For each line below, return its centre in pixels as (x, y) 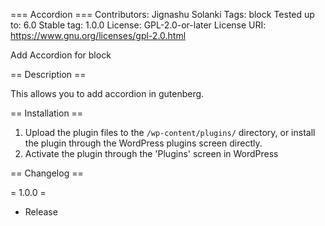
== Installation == (47, 113)
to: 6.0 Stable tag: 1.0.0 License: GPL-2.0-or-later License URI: (138, 25)
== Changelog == (47, 173)
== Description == (48, 74)
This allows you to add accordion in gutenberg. (107, 93)
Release (41, 212)
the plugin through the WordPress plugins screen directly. (143, 143)
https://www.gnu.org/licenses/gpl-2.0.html (98, 35)
